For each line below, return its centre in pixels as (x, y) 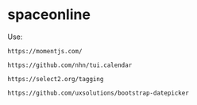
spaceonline (49, 15)
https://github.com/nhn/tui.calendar (70, 65)
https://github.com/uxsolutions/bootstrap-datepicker (98, 93)
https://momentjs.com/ (45, 51)
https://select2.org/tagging (56, 79)
